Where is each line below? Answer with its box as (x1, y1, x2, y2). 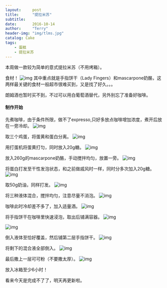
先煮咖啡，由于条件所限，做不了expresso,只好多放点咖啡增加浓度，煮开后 (5, 117, 158, 123)
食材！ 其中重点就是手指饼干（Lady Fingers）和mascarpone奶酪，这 (5, 75, 162, 81)
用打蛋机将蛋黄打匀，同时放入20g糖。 (5, 144, 84, 150)
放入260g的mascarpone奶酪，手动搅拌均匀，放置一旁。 (5, 155, 122, 161)
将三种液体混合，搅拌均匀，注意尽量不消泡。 (5, 192, 98, 198)
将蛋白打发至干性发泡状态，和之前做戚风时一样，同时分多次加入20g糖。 (5, 165, 154, 171)
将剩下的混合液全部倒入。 (5, 245, 58, 251)
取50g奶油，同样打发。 (5, 182, 53, 188)
